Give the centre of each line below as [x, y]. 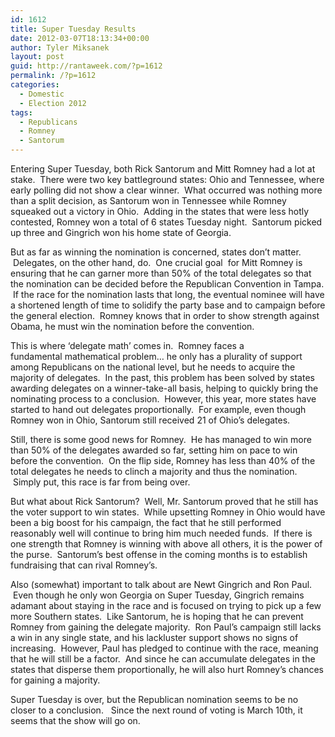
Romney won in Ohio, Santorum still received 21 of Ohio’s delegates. [150, 420]
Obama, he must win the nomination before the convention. [132, 326]
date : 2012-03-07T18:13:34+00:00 [80, 38]
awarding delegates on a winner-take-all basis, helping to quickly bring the [164, 388]
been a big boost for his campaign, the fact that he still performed [146, 522]
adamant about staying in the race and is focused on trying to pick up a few [166, 605]
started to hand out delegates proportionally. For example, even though [158, 409]
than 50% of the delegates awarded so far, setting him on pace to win [154, 450]
